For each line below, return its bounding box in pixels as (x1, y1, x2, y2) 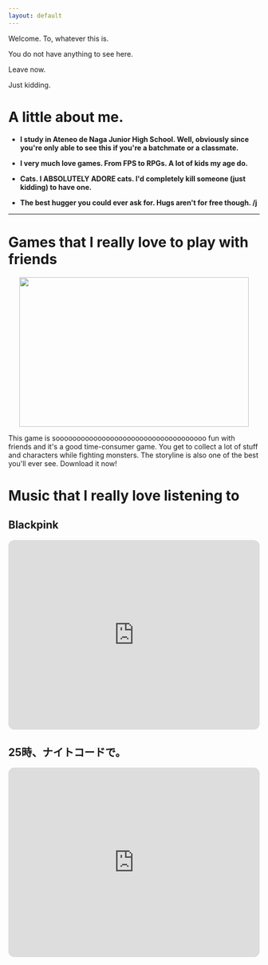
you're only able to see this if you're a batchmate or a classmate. (19, 143, 239, 152)
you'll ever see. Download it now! (8, 458, 117, 468)
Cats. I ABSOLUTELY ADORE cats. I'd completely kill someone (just (19, 173, 246, 184)
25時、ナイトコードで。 (8, 746, 126, 759)
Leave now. (8, 65, 46, 74)
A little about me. (8, 108, 124, 126)
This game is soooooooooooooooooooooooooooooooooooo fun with (8, 433, 235, 443)
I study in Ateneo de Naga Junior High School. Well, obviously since (19, 134, 250, 144)
